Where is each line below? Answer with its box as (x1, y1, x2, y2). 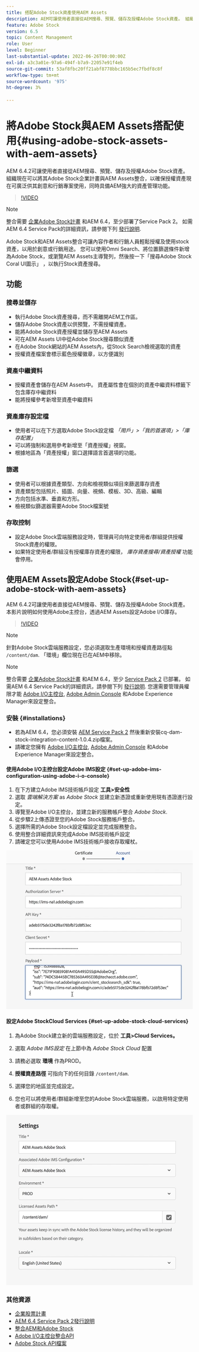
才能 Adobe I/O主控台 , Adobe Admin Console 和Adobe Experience (11, 690, 173, 697)
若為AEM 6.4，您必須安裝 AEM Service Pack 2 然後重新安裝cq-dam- (14, 728, 182, 736)
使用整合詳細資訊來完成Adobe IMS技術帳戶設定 (14, 831, 130, 838)
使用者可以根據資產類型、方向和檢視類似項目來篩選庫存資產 (14, 480, 161, 487)
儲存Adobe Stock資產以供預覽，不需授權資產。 (14, 321, 130, 328)
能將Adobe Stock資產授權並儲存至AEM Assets (14, 328, 128, 335)
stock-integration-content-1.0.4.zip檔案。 (14, 736, 116, 743)
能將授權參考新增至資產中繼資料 (14, 395, 93, 403)
